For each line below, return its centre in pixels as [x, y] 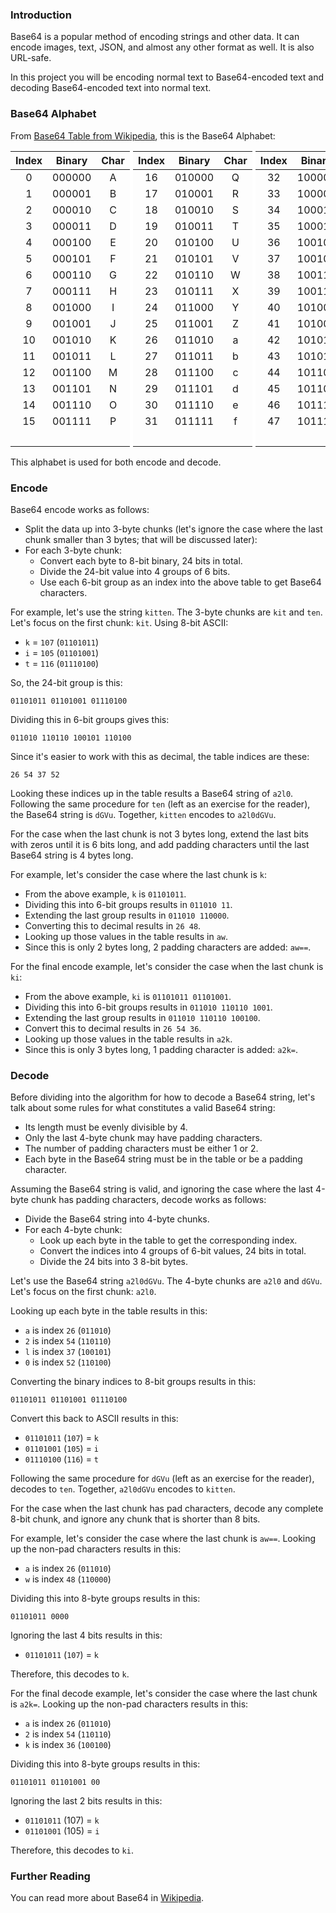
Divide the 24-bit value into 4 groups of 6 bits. [135, 571]
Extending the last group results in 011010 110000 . [127, 915]
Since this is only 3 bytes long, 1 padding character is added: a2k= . [161, 1049]
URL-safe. [31, 58]
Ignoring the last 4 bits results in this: [86, 1635]
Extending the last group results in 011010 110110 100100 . [142, 1017]
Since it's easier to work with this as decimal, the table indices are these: [160, 756]
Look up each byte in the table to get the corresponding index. [168, 1240]
